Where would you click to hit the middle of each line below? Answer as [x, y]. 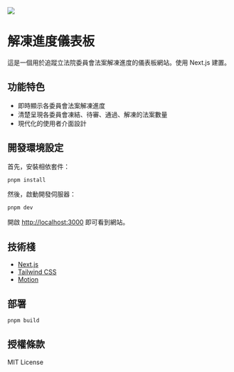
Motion [28, 280]
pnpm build [23, 320]
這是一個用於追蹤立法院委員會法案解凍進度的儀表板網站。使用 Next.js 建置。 [119, 62]
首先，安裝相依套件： [38, 166]
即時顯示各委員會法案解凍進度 [61, 105]
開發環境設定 [36, 148]
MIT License [26, 362]
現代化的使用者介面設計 [52, 123]
